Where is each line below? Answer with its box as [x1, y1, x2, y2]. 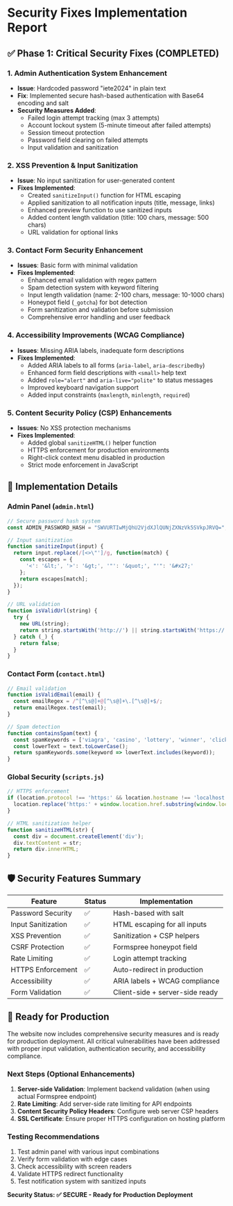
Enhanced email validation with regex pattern [27, 276, 157, 285]
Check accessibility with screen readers [17, 1162, 132, 1171]
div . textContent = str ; [13, 839, 82, 846]
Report [7, 19, 47, 35]
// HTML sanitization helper [7, 820, 92, 827]
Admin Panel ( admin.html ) [7, 502, 94, 511]
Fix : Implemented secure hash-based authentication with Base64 [17, 91, 205, 100]
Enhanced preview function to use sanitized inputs [27, 206, 172, 214]
